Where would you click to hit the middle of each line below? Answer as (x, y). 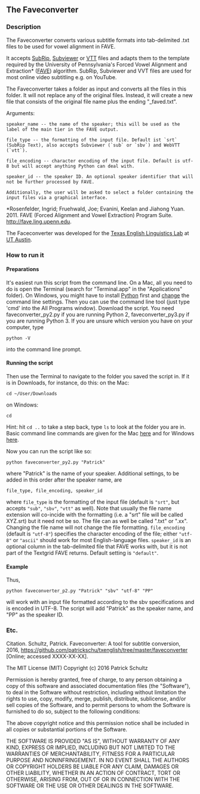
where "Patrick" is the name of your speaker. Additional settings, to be (93, 474)
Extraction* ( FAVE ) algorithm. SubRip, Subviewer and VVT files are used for (99, 71)
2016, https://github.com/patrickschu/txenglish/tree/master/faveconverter (97, 649)
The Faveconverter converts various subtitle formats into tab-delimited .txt (98, 40)
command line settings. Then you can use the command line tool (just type (98, 302)
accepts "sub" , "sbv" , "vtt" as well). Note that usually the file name (89, 509)
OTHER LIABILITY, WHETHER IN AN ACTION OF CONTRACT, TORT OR (93, 772)
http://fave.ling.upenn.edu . (39, 221)
